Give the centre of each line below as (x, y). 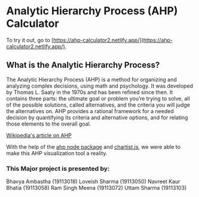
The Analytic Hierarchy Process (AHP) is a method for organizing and (92, 79)
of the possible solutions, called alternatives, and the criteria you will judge (98, 105)
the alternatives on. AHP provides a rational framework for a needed (90, 111)
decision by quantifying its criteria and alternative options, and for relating (97, 117)
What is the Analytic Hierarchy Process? (83, 65)
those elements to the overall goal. (49, 124)
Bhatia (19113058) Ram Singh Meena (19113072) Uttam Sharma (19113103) (97, 188)
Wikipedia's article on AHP (39, 135)
